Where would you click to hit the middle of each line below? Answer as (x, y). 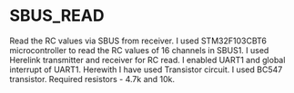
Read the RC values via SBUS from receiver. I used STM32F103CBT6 (138, 41)
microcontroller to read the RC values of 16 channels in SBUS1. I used (139, 50)
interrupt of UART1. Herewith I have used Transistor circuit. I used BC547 (146, 70)
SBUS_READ (57, 16)
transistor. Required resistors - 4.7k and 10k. (92, 79)
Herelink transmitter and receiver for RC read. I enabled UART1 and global (147, 60)
